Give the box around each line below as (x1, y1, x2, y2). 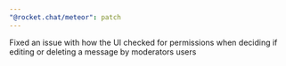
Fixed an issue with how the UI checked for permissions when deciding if (9, 37, 278, 48)
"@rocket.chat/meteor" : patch (9, 12, 122, 22)
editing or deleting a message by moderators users (9, 46, 197, 57)
